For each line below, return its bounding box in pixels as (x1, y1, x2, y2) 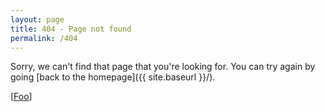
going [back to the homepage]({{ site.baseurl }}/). (10, 71, 216, 83)
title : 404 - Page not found (10, 24, 132, 34)
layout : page (10, 14, 65, 25)
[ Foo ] (10, 91, 33, 103)
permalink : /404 (10, 33, 78, 43)
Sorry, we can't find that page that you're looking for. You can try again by (10, 61, 316, 73)
